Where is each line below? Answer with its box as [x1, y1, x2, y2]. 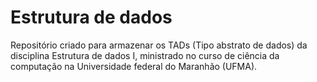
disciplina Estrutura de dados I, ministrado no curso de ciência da [10, 49, 280, 61]
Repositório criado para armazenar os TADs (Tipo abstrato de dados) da [10, 39, 308, 51]
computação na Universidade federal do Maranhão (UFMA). [10, 60, 258, 72]
